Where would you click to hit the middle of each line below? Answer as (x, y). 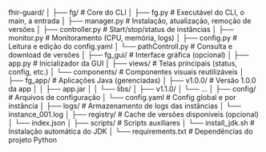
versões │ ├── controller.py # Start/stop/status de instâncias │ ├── (121, 29)
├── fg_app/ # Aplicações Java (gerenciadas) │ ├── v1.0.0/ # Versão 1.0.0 (132, 80)
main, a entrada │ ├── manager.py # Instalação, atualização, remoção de (130, 21)
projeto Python (33, 140)
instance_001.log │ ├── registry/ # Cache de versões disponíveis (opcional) (133, 114)
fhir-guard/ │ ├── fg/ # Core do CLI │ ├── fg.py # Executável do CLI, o (126, 12)
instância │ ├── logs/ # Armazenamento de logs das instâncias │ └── (125, 106)
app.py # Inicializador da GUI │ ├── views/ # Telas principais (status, (123, 63)
